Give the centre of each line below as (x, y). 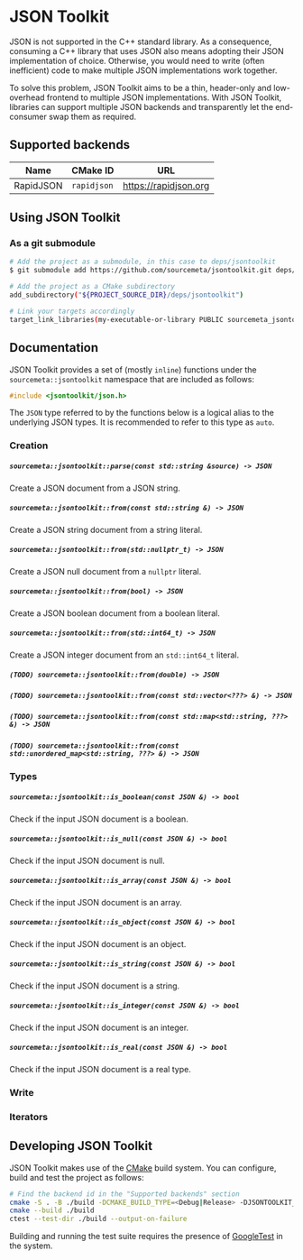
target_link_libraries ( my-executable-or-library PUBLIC (116, 319)
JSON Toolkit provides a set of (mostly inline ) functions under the (133, 369)
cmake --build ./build (52, 1210)
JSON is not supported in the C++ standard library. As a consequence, (141, 41)
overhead (27, 97)
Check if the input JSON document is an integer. (99, 1028)
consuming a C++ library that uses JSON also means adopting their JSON (147, 51)
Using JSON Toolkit (65, 218)
